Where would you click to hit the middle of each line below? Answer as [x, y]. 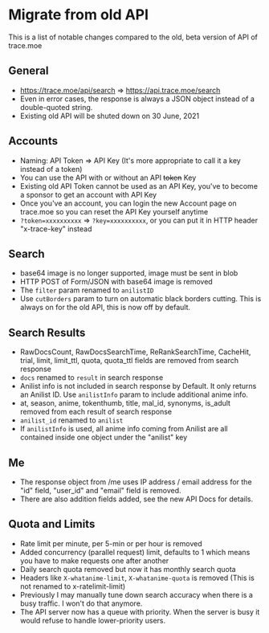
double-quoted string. [56, 107]
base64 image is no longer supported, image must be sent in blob [129, 273]
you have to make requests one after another [94, 561]
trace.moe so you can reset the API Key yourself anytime [114, 211]
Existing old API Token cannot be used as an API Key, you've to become [139, 186]
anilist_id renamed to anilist [71, 420]
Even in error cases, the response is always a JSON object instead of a [137, 99]
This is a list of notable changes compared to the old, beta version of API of [133, 37]
